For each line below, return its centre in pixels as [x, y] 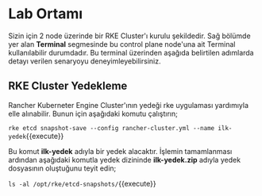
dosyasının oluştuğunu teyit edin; [62, 168]
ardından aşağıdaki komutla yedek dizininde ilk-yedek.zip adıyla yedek [124, 159]
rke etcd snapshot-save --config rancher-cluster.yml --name [112, 128]
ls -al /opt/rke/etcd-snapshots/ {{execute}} [82, 183]
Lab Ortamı [46, 14]
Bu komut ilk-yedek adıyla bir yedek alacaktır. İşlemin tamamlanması [120, 151]
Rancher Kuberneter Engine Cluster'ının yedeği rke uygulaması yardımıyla [128, 105]
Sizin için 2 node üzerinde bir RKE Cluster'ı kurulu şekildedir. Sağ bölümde [130, 36]
